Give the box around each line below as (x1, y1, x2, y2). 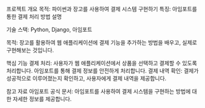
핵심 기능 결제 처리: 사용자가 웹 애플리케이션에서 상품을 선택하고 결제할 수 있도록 (6, 60, 198, 67)
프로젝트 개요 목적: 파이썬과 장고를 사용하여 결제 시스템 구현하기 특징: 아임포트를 (6, 5, 198, 12)
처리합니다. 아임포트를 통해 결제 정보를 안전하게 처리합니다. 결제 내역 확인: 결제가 (6, 67, 199, 74)
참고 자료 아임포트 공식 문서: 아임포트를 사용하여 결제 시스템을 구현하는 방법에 (6, 88, 191, 95)
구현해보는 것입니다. (6, 46, 54, 54)
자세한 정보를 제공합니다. (12, 95, 72, 103)
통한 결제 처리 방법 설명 (6, 13, 62, 20)
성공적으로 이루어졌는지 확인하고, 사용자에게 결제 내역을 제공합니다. (6, 75, 167, 82)
